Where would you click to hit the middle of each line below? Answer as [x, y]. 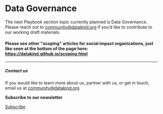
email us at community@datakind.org [42, 88]
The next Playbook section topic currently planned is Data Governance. [76, 22]
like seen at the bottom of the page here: [47, 49]
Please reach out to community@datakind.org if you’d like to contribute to [79, 27]
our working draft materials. [33, 32]
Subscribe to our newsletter [34, 98]
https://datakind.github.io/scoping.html [46, 53]
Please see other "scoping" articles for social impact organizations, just [79, 43]
